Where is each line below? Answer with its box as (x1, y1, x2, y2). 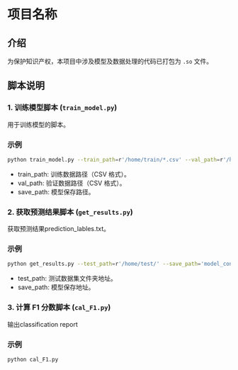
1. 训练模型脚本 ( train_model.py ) (7, 103, 118, 113)
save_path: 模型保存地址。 (17, 283, 95, 291)
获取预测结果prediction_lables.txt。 (7, 225, 110, 233)
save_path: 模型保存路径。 (17, 187, 95, 196)
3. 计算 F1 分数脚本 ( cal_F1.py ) (7, 303, 111, 313)
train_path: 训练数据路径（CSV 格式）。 (17, 169, 131, 178)
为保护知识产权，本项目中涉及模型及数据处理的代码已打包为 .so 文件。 (7, 57, 213, 65)
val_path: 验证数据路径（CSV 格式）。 (17, 179, 126, 187)
